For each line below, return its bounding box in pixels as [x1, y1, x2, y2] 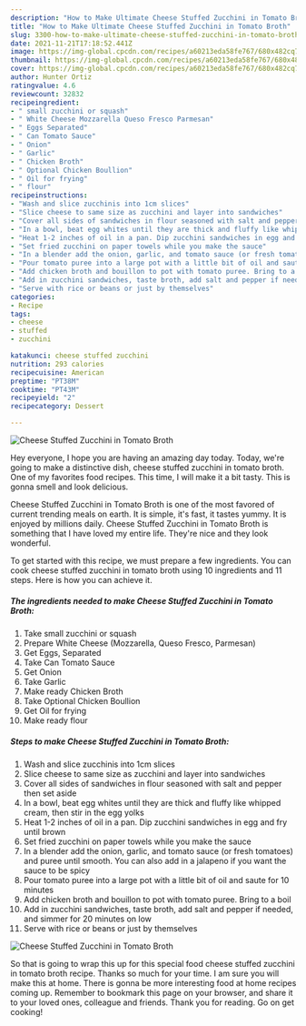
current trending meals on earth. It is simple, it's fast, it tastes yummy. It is [10, 508, 287, 519]
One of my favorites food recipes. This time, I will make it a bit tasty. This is [10, 472, 291, 482]
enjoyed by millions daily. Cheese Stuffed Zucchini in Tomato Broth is [10, 518, 269, 528]
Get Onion [23, 666, 62, 678]
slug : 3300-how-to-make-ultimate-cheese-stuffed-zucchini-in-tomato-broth [10, 30, 300, 39]
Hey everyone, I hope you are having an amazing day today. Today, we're [10, 452, 285, 463]
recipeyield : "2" [10, 393, 76, 403]
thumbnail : [10, 55, 52, 65]
